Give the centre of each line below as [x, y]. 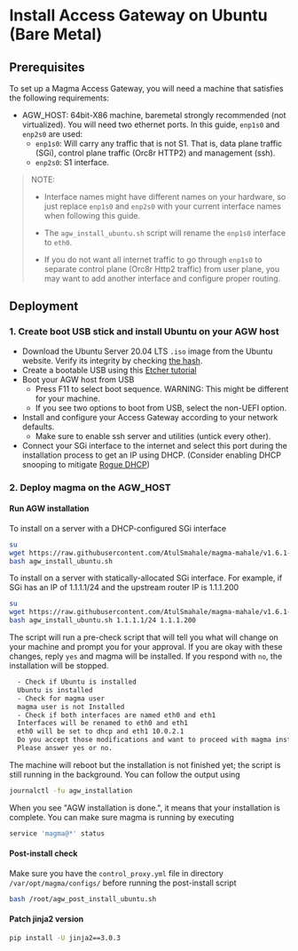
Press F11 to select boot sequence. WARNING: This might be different [162, 388]
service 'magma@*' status [57, 833]
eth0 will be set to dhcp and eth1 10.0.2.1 [101, 731]
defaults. [38, 427]
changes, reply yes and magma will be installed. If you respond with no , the [146, 656]
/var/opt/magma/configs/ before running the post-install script [123, 883]
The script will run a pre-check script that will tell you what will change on [144, 637]
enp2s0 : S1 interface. [72, 162]
